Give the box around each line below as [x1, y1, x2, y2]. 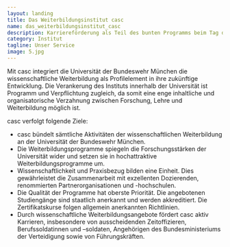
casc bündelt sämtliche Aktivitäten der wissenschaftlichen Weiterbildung [16, 130, 222, 138]
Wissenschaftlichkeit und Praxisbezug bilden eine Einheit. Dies [16, 166, 194, 175]
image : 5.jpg [7, 49, 44, 56]
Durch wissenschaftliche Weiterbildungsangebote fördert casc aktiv [16, 210, 209, 218]
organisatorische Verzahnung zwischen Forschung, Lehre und [7, 96, 183, 104]
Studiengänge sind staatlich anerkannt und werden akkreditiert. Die [16, 196, 207, 204]
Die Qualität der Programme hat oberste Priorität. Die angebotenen [16, 188, 205, 196]
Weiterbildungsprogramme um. [16, 159, 105, 167]
